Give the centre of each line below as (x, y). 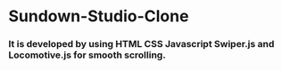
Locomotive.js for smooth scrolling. (87, 55)
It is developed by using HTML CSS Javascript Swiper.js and (141, 44)
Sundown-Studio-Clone (99, 16)
